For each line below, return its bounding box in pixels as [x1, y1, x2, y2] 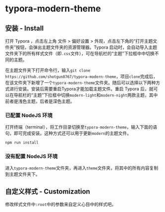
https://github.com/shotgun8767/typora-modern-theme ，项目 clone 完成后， [5, 73, 158, 79]
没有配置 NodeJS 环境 [5, 153, 58, 160]
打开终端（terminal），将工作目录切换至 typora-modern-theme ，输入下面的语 [5, 124, 158, 130]
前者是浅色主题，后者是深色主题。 [5, 98, 75, 104]
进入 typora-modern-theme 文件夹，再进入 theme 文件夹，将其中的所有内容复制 [5, 165, 159, 171]
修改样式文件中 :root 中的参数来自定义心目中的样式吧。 [5, 202, 116, 208]
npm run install [5, 140, 39, 145]
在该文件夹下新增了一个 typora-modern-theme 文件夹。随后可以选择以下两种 [5, 80, 156, 85]
